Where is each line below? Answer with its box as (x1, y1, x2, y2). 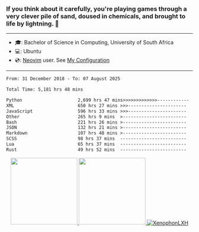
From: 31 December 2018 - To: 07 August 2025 (6, 76, 120, 82)
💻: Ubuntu (14, 48, 41, 55)
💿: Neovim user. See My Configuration (14, 57, 110, 64)
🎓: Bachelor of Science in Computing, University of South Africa (14, 39, 174, 46)
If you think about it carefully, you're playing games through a (6, 5, 188, 13)
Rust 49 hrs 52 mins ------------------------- (6, 147, 187, 153)
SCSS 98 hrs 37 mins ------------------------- (6, 136, 187, 142)
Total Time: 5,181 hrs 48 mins (6, 86, 84, 93)
